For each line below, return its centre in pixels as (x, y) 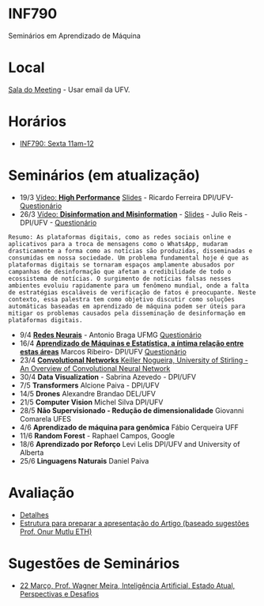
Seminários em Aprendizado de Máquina (74, 36)
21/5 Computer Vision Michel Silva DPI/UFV (91, 402)
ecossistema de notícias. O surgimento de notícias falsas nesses (120, 278)
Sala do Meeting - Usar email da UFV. (69, 89)
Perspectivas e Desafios (59, 593)
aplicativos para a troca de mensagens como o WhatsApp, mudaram (118, 244)
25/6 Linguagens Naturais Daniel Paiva (84, 460)
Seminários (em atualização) (104, 176)
